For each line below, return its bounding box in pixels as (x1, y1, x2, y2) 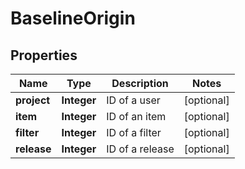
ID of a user (106, 93, 161, 107)
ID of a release (106, 142, 175, 156)
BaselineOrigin (10, 7, 136, 30)
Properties (10, 47, 78, 64)
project (15, 93, 51, 107)
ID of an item (106, 110, 167, 123)
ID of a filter (106, 126, 162, 139)
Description (111, 77, 169, 90)
